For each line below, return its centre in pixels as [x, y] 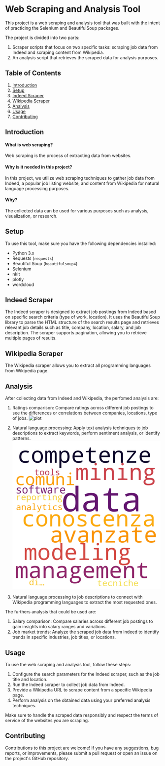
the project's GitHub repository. [37, 758]
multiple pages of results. [31, 338]
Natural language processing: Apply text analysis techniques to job [80, 428]
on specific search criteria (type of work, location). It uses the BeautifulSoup [82, 317]
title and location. [30, 680]
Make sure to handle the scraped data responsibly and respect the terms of [82, 715]
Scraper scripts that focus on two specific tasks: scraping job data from [85, 47]
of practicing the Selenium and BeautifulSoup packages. [62, 28]
